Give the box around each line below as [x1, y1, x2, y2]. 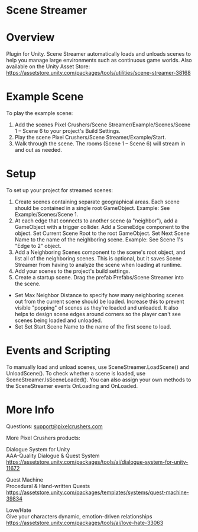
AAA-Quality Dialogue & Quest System [6, 452, 100, 459]
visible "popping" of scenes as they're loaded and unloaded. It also [14, 304, 178, 311]
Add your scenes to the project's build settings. [14, 267, 131, 275]
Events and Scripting [6, 344, 111, 358]
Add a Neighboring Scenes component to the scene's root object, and [14, 249, 186, 256]
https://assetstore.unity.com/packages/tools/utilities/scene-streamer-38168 [6, 69, 191, 77]
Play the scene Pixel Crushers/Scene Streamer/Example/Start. [14, 134, 167, 141]
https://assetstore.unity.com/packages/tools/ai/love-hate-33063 [6, 519, 164, 526]
